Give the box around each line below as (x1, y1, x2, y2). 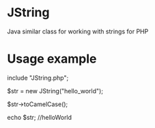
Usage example (7, 51, 97, 67)
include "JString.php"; (7, 74, 69, 82)
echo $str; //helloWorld (7, 113, 72, 121)
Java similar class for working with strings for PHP (7, 27, 149, 35)
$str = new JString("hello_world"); (7, 86, 104, 95)
